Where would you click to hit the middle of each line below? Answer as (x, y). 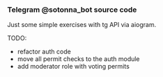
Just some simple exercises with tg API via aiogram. (82, 25)
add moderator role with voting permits (73, 67)
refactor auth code (44, 52)
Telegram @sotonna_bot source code (72, 10)
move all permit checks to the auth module (79, 59)
